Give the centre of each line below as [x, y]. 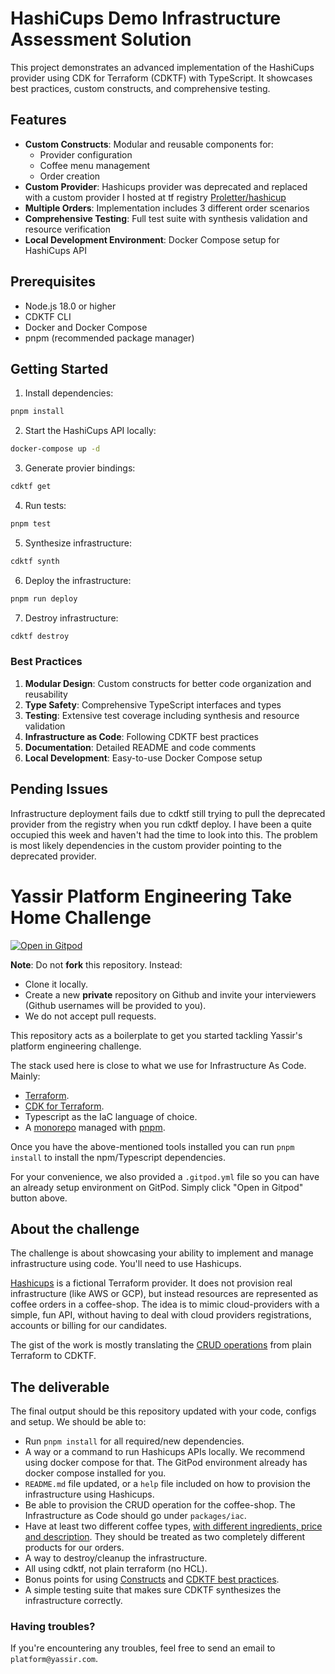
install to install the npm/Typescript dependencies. [118, 1157]
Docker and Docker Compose [86, 327]
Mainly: [25, 1076]
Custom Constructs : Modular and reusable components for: [149, 144]
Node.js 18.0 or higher [70, 306]
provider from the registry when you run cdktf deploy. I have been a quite [161, 824]
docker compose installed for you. [95, 1473]
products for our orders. [74, 1548]
